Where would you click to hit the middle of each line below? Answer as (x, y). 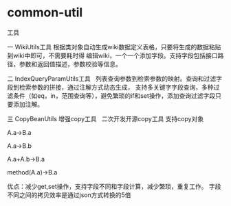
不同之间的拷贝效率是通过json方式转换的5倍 (69, 195)
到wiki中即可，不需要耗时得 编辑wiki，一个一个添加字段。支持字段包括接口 (112, 55)
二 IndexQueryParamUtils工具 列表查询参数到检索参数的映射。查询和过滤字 (114, 78)
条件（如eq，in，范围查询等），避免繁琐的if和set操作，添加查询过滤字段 (114, 95)
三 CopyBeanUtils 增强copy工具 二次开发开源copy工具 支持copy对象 (106, 118)
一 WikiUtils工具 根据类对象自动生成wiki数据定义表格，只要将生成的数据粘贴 (114, 47)
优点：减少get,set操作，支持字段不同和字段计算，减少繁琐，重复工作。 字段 (114, 186)
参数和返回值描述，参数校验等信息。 (70, 64)
